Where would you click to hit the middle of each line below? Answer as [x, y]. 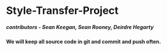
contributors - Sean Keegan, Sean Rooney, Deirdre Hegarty [80, 27]
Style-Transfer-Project [62, 11]
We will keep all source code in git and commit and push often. [83, 42]
